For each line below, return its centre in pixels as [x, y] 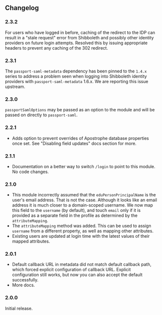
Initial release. [19, 308]
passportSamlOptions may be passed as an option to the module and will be [80, 110]
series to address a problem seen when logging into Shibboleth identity [76, 76]
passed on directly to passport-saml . [41, 115]
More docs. [23, 285]
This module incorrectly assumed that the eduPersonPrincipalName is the [84, 195]
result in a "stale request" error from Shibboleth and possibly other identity [79, 37]
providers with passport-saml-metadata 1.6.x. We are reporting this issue [77, 81]
